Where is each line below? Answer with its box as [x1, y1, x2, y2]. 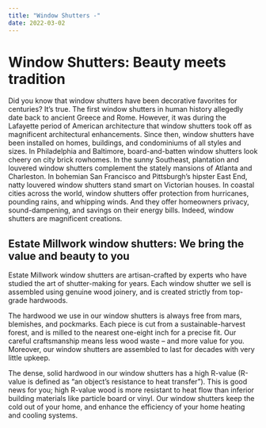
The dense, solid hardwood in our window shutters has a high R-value [8, 369, 237, 378]
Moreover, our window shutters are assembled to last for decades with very [8, 345, 255, 354]
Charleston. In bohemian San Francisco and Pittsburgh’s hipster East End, [8, 172, 248, 182]
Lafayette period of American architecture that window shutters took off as [8, 121, 252, 131]
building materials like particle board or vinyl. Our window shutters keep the [8, 394, 255, 403]
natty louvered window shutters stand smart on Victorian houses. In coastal [8, 180, 255, 190]
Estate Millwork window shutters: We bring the [8, 237, 244, 250]
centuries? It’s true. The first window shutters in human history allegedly [8, 105, 244, 114]
